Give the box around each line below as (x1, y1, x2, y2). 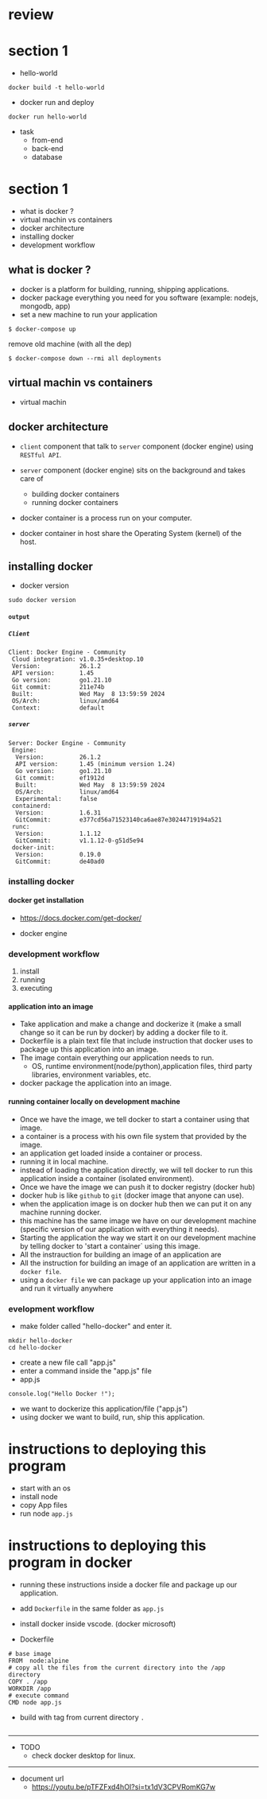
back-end (31, 144, 64, 153)
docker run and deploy (19, 98, 95, 107)
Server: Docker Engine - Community (8, 739, 126, 747)
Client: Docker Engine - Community (8, 648, 126, 656)
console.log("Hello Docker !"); (8, 1389, 115, 1397)
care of (19, 473, 44, 483)
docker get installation (8, 896, 85, 905)
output (8, 612, 30, 621)
